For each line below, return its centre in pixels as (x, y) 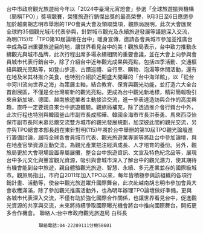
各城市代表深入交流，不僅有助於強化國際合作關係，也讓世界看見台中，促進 (99, 198)
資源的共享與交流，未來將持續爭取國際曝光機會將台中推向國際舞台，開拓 (101, 205)
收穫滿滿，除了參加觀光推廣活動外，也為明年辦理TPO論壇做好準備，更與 (101, 190)
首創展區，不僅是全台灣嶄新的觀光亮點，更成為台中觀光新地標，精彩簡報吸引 (101, 92)
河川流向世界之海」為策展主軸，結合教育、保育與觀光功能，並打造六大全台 (104, 84)
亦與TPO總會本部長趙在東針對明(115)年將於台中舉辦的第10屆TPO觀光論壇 (97, 130)
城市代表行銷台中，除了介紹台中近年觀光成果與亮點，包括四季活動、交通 (101, 62)
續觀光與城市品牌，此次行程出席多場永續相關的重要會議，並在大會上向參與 (99, 54)
